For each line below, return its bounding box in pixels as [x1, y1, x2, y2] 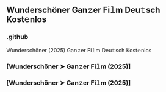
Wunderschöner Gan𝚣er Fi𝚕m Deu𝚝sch [6, 5, 161, 15]
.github [6, 33, 29, 41]
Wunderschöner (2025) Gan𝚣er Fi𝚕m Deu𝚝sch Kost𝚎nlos [6, 46, 152, 54]
